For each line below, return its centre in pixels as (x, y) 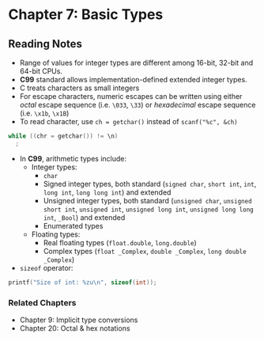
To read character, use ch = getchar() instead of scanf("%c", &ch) (129, 121)
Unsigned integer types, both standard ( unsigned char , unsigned (147, 200)
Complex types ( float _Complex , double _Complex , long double (145, 251)
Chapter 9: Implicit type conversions (79, 320)
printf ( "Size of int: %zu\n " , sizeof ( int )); (83, 282)
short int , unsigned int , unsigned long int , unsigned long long (149, 209)
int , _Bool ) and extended (84, 217)
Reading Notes (45, 44)
